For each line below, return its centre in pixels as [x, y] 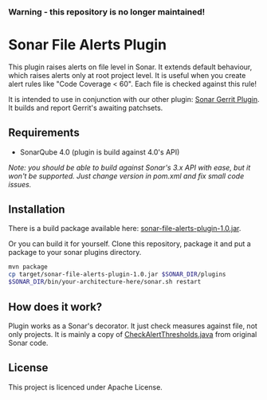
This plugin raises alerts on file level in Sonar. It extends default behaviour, [130, 67]
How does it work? [55, 306]
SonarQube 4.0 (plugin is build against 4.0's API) [100, 152]
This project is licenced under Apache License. [86, 387]
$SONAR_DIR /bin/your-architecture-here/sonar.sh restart [105, 282]
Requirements [44, 133]
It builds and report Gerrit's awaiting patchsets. [86, 108]
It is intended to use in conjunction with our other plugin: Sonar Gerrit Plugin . [134, 99]
